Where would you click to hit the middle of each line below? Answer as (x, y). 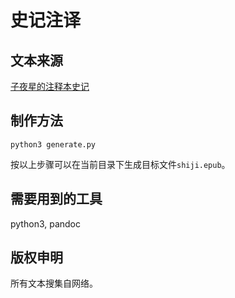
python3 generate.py (53, 144)
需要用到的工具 (56, 199)
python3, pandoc (46, 223)
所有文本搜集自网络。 (54, 283)
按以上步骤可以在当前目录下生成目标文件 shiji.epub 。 (120, 164)
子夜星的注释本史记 (50, 86)
